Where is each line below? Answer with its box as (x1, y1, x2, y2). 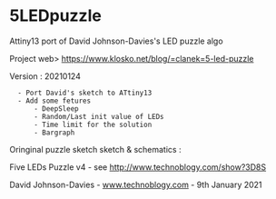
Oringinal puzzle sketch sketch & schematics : (9, 144, 182, 154)
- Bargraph (33, 128, 75, 137)
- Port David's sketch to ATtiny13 (17, 88, 153, 97)
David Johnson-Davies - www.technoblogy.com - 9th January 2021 (9, 179, 262, 190)
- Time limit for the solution (33, 120, 153, 129)
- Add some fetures (17, 96, 92, 105)
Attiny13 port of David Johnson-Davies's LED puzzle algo (9, 35, 224, 46)
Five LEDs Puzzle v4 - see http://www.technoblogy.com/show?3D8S (9, 161, 266, 173)
